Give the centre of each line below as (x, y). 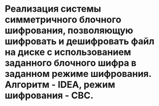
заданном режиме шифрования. (78, 74)
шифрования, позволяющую (69, 31)
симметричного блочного (63, 20)
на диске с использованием (68, 52)
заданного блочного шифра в (71, 63)
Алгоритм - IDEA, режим (60, 85)
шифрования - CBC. (49, 96)
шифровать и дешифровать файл (79, 42)
